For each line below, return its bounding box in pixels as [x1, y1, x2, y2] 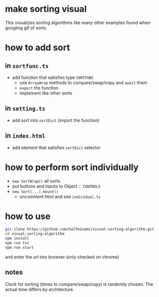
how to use [5, 211, 51, 222]
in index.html [5, 131, 45, 140]
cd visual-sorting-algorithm [5, 231, 65, 236]
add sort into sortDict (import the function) [12, 117, 100, 123]
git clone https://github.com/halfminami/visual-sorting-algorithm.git [5, 227, 154, 232]
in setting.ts [5, 104, 45, 113]
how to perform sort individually [5, 162, 139, 173]
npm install [5, 236, 29, 241]
